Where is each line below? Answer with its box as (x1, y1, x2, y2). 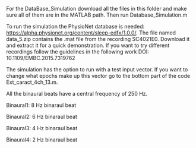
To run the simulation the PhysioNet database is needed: (6, 23, 145, 30)
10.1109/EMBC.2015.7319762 (6, 55, 75, 61)
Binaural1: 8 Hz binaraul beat (6, 102, 76, 109)
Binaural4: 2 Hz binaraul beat (6, 136, 78, 143)
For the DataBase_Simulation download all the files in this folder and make (6, 5, 187, 12)
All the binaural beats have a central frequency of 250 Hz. (6, 90, 148, 97)
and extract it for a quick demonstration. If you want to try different (6, 42, 170, 49)
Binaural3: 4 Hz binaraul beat (6, 125, 78, 131)
